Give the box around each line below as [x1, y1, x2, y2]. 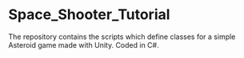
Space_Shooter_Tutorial [8, 6, 170, 24]
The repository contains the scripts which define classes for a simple [8, 32, 236, 41]
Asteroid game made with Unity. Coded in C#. [8, 40, 159, 49]
